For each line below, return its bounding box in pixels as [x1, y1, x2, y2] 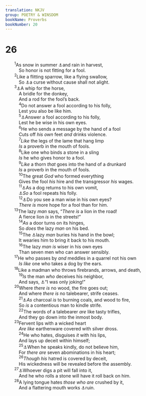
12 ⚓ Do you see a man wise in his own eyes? [18, 195, 112, 203]
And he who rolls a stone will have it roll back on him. [18, 372, 131, 379]
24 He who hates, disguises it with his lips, [18, 331, 107, 338]
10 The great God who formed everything [18, 172, 104, 179]
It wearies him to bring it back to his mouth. [18, 237, 110, 244]
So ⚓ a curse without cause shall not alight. [18, 79, 110, 85]
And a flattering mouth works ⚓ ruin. [18, 384, 95, 390]
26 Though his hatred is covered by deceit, [18, 354, 108, 362]
